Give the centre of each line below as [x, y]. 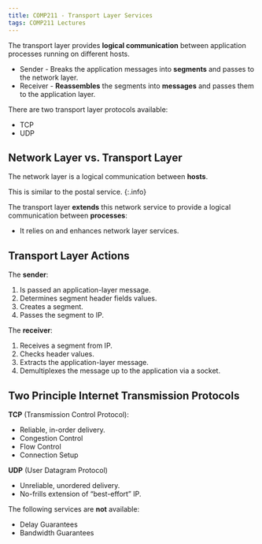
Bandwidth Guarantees [57, 532]
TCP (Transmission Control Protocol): [69, 414]
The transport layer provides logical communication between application [127, 45]
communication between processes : [68, 216]
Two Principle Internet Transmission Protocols [124, 395]
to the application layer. [57, 94]
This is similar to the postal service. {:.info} [77, 192]
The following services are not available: [74, 509]
